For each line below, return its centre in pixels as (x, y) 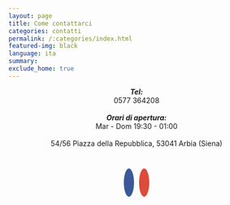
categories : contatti (45, 31)
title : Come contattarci (50, 23)
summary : (23, 62)
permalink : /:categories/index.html (70, 38)
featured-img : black (43, 46)
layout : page (30, 16)
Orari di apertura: (137, 117)
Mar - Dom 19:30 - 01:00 (137, 126)
